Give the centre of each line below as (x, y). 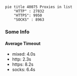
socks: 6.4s (23, 70)
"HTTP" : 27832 (29, 11)
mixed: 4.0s (23, 54)
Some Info (17, 31)
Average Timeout (23, 43)
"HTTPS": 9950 (28, 15)
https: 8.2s (23, 64)
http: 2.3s (22, 59)
